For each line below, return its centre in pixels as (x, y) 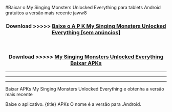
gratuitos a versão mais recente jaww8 (46, 13)
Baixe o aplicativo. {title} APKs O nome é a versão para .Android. (73, 104)
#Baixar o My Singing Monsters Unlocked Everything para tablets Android (83, 7)
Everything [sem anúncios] (86, 32)
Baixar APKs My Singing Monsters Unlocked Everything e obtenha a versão (85, 88)
